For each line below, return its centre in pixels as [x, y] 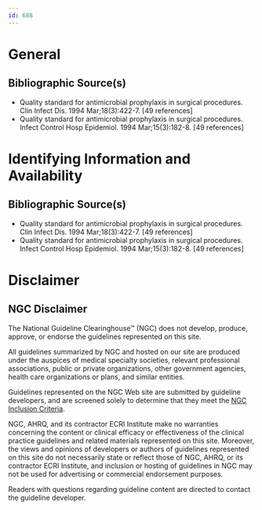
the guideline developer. [47, 497]
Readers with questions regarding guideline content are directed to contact [129, 489]
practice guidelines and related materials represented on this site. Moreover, [131, 440]
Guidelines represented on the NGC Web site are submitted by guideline [124, 392]
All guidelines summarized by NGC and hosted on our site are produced [124, 351]
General [35, 54]
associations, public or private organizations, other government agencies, [127, 368]
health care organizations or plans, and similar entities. [96, 376]
